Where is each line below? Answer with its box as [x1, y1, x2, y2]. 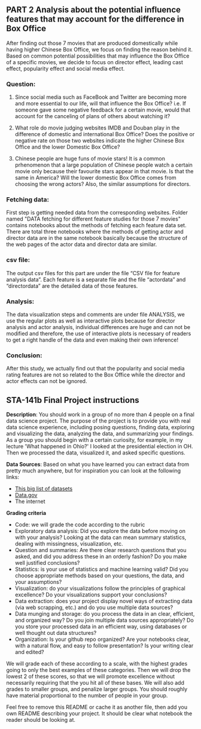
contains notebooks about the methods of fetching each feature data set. [6, 222, 187, 229]
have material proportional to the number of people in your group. [6, 692, 168, 699]
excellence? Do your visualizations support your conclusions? [14, 591, 167, 598]
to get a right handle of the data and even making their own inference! [6, 336, 179, 344]
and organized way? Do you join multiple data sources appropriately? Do [14, 617, 194, 624]
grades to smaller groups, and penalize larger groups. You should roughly [6, 686, 188, 693]
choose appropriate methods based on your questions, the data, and [14, 572, 184, 579]
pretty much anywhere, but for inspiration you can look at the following [6, 467, 181, 474]
